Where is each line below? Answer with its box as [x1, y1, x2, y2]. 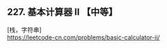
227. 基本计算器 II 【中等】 [7, 6, 118, 18]
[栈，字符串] [7, 26, 42, 34]
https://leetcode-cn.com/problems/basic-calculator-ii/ [7, 33, 160, 41]
